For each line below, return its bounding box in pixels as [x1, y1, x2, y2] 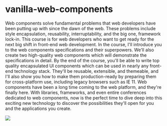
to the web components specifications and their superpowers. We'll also [5, 47, 154, 53]
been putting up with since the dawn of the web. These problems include [5, 25, 156, 31]
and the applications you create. [5, 105, 71, 111]
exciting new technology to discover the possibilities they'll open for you [5, 100, 154, 106]
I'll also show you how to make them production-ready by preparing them [5, 73, 156, 79]
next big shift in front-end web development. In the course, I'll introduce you [5, 41, 162, 47]
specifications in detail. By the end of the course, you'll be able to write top [5, 57, 160, 63]
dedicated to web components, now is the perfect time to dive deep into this [5, 94, 162, 101]
